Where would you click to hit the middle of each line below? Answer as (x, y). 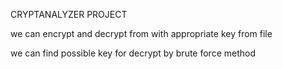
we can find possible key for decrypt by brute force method (133, 53)
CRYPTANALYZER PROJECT (69, 14)
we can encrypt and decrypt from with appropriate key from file (141, 33)
